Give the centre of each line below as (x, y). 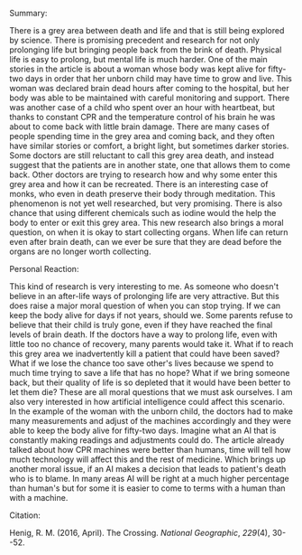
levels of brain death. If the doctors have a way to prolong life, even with (143, 334)
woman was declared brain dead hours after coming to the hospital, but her (150, 88)
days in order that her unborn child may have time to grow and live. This (159, 79)
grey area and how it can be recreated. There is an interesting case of (139, 184)
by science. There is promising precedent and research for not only (134, 40)
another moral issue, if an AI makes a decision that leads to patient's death (148, 469)
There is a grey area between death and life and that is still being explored (147, 30)
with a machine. (39, 498)
